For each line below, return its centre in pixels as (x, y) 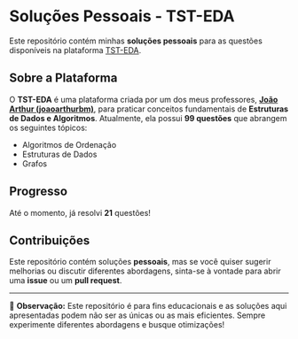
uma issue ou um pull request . (66, 281)
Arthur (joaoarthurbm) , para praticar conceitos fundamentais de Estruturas (149, 109)
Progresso (39, 192)
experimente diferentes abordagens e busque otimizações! (117, 325)
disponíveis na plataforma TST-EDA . (75, 50)
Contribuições (50, 240)
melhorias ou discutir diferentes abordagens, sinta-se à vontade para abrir (145, 271)
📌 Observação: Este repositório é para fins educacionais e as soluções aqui (148, 306)
